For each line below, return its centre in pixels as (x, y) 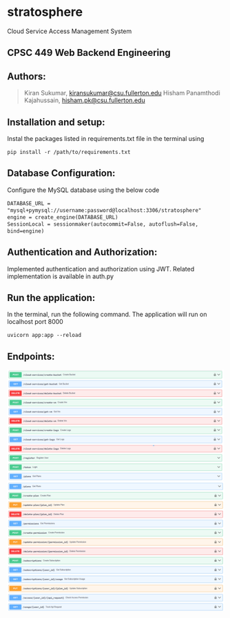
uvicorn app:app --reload (44, 336)
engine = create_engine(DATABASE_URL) (63, 217)
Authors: (27, 76)
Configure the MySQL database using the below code (83, 190)
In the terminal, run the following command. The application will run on (107, 314)
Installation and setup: (56, 122)
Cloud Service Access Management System (70, 31)
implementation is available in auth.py (61, 276)
